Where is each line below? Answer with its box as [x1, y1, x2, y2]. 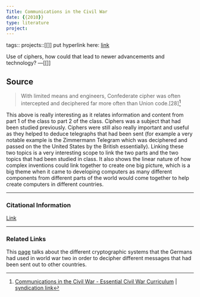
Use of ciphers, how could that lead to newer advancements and [6, 53, 165, 60]
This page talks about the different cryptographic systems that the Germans [6, 248, 192, 255]
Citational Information [6, 201, 71, 209]
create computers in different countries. [6, 181, 104, 188]
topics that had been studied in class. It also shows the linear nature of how [6, 155, 192, 162]
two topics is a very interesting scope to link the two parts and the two [6, 149, 179, 156]
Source [6, 77, 34, 87]
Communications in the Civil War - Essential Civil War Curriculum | [14, 278, 177, 285]
